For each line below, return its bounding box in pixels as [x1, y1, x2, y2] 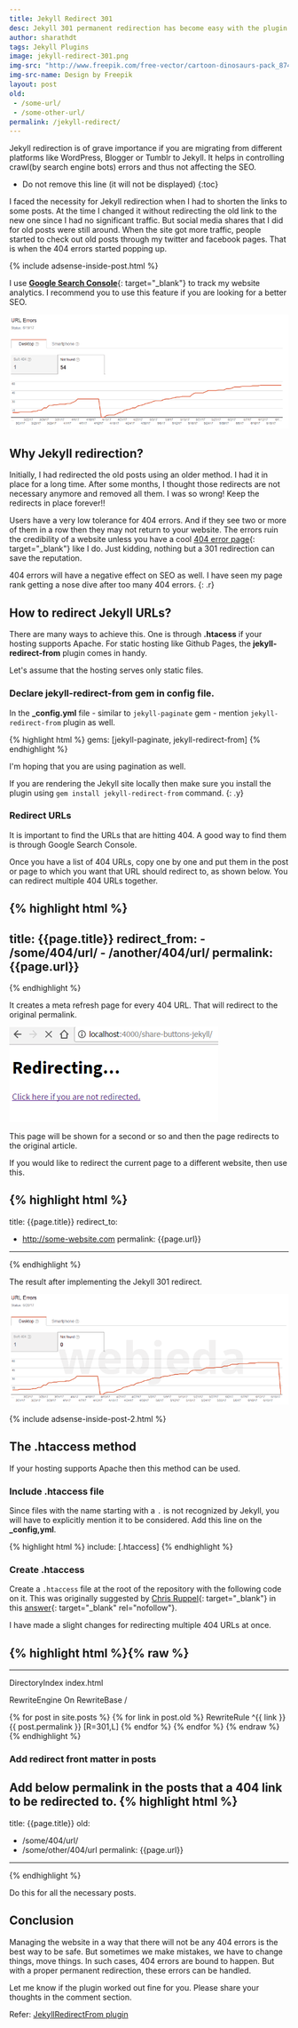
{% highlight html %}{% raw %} [9, 1645, 190, 1661]
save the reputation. [9, 553, 82, 563]
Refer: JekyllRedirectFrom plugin [9, 2008, 129, 2019]
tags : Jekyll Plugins [9, 43, 90, 52]
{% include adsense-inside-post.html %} [9, 260, 159, 271]
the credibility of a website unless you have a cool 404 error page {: [9, 534, 255, 545]
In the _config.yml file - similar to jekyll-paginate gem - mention [9, 707, 249, 718]
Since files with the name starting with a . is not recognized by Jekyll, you [9, 1505, 279, 1516]
